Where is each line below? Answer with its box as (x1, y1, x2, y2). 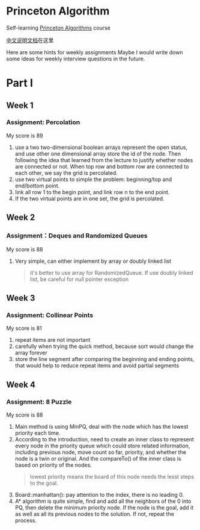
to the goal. (29, 479, 58, 487)
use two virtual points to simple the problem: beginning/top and (14, 175, 172, 183)
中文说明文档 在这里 (6, 36, 54, 43)
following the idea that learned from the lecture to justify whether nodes (14, 156, 193, 163)
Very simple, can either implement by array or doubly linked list (14, 257, 172, 265)
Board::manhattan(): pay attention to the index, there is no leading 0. (14, 491, 184, 498)
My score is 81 (6, 324, 42, 332)
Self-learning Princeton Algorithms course (6, 24, 111, 31)
